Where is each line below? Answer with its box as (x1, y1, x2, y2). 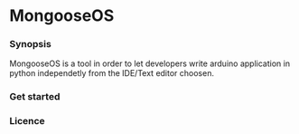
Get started (9, 91, 61, 103)
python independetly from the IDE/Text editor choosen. (9, 68, 215, 79)
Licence (9, 115, 45, 128)
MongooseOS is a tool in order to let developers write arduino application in (9, 58, 291, 69)
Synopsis (9, 38, 51, 51)
